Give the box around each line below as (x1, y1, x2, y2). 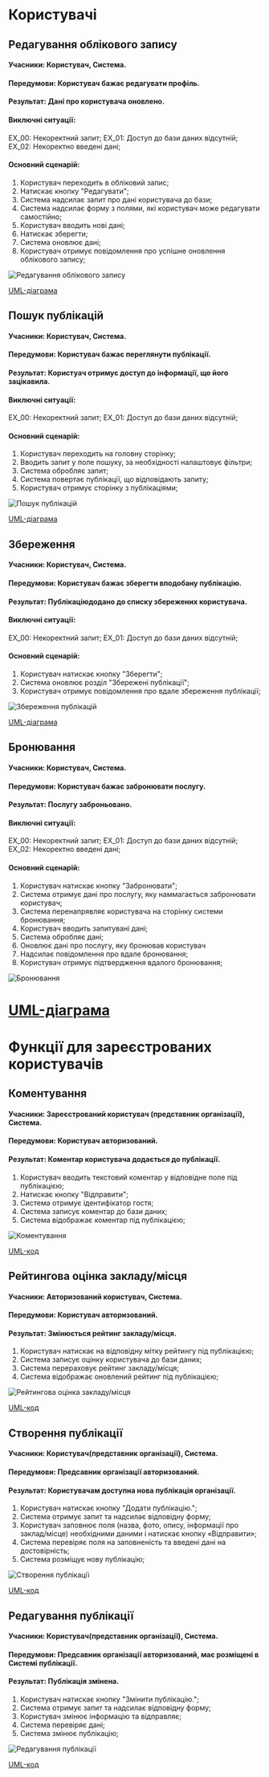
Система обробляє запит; (19, 466, 109, 475)
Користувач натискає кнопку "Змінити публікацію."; (19, 1694, 199, 1704)
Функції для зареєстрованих (8, 1037, 212, 1056)
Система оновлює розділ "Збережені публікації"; (19, 677, 190, 687)
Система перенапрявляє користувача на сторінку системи (19, 906, 223, 916)
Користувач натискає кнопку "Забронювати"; (19, 881, 178, 891)
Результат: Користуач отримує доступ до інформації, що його (8, 368, 229, 377)
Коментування (8, 1086, 87, 1101)
